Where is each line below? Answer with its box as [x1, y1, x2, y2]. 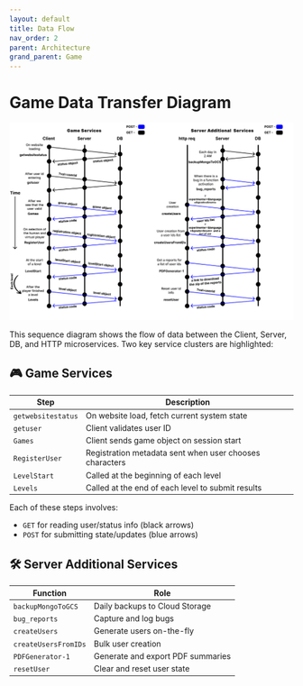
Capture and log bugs [93, 613, 174, 624]
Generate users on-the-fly [93, 626, 194, 636]
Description [165, 397, 210, 407]
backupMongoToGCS [13, 602, 78, 611]
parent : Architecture [9, 43, 91, 52]
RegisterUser [13, 453, 62, 463]
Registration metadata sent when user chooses [85, 447, 261, 459]
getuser [13, 424, 42, 433]
